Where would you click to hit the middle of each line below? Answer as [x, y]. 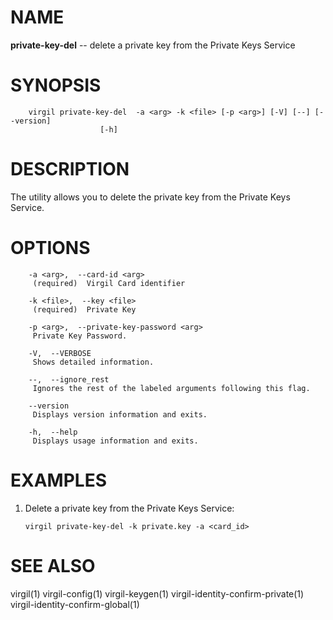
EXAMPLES [58, 480]
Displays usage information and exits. [115, 441]
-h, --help [53, 432]
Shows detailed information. [93, 362]
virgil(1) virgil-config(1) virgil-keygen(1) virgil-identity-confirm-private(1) [157, 593]
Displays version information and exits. [120, 414]
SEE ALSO [53, 565]
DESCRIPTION [70, 169]
